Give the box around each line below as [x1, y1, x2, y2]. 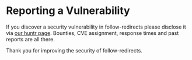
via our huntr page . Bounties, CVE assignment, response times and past [6, 29, 179, 36]
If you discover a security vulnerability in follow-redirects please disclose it [6, 23, 187, 30]
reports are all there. [6, 36, 55, 43]
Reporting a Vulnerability [6, 4, 130, 17]
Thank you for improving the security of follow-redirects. [6, 47, 143, 54]
